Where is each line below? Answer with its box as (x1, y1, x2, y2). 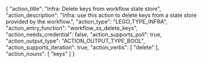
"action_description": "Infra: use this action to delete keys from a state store (6, 12, 197, 19)
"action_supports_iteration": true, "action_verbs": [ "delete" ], (6, 44, 160, 51)
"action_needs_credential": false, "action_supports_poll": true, (6, 31, 162, 38)
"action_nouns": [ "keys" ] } (6, 50, 75, 57)
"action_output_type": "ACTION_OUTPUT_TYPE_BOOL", (6, 38, 145, 44)
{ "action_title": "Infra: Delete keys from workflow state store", (6, 5, 161, 12)
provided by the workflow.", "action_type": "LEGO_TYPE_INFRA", (6, 18, 168, 25)
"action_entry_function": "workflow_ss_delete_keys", (6, 24, 138, 31)
